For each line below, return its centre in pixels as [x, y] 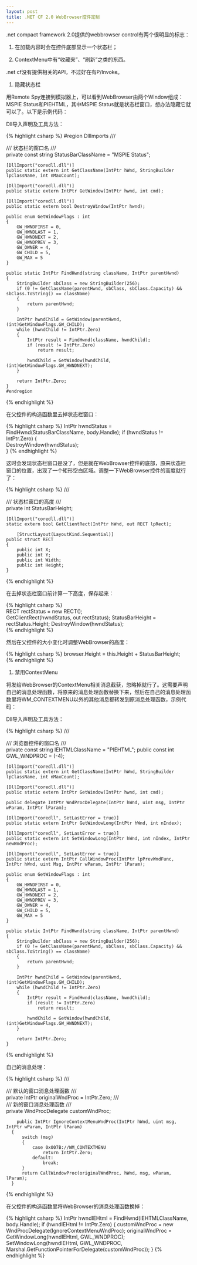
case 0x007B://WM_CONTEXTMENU [69, 1147]
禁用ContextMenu [36, 672]
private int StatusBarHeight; [40, 508]
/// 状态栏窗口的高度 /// [34, 501]
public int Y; [34, 555]
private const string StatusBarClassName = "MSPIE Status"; [78, 154]
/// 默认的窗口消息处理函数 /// [42, 1091]
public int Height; [40, 565]
